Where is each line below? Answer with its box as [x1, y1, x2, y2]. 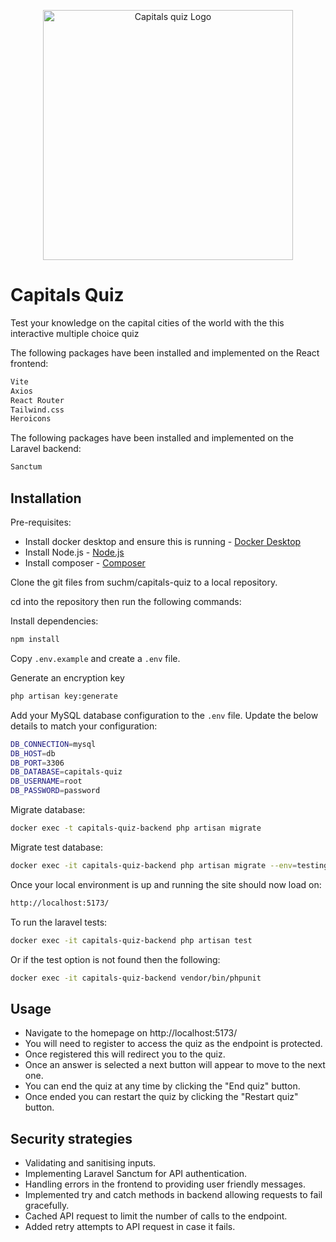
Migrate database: [10, 804, 86, 815]
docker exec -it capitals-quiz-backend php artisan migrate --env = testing [10, 860, 329, 870]
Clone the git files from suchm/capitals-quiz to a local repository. [10, 576, 278, 588]
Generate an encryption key [10, 671, 125, 684]
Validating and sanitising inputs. [24, 1157, 157, 1169]
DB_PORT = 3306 [10, 758, 65, 768]
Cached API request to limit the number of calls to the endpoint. [24, 1210, 288, 1222]
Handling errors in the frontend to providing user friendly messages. [24, 1178, 307, 1190]
